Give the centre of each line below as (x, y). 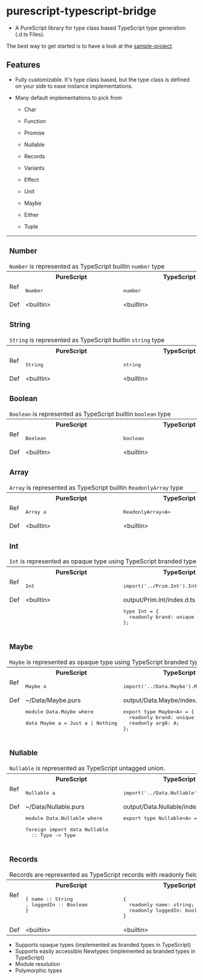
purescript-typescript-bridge (81, 11)
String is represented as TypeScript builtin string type (87, 340)
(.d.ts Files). (30, 34)
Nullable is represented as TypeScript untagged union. (87, 769)
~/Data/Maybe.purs (53, 700)
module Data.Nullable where (64, 818)
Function (35, 121)
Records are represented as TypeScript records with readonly (97, 874)
